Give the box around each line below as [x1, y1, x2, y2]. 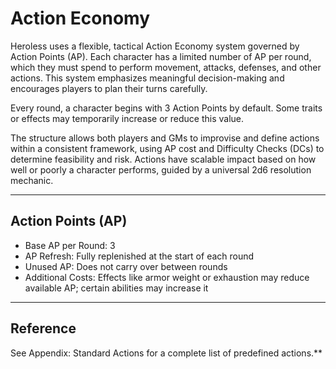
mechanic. [10, 174, 54, 186]
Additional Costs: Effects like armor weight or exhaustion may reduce [24, 271, 310, 283]
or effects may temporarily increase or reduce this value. [10, 112, 245, 124]
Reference [10, 320, 77, 337]
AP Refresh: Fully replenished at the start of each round [24, 250, 255, 262]
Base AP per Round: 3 [24, 239, 116, 251]
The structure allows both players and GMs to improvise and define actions [10, 132, 320, 144]
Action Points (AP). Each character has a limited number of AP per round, [10, 50, 312, 62]
